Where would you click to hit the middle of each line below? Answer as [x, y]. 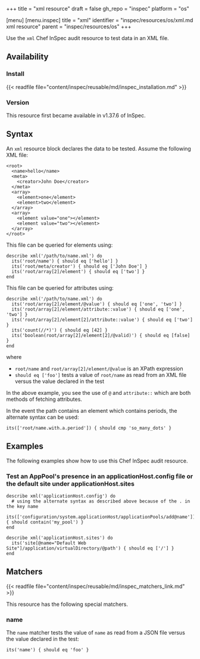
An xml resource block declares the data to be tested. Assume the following [99, 148]
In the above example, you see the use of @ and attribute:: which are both [99, 393]
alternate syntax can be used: [43, 417]
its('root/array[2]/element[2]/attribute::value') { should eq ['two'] [102, 320]
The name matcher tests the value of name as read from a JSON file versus [96, 633]
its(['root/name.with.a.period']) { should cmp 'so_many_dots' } [89, 428]
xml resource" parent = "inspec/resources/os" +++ [69, 27]
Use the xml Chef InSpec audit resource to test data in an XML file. [87, 38]
